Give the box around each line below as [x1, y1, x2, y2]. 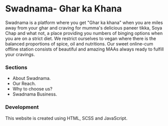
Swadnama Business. [12, 91, 57, 97]
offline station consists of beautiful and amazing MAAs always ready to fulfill [5, 46, 164, 52]
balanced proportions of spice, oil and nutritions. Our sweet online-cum [5, 40, 153, 46]
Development [5, 103, 39, 110]
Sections [5, 63, 28, 70]
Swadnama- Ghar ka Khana [5, 3, 122, 14]
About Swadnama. [12, 75, 51, 81]
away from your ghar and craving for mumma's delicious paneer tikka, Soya [5, 24, 162, 30]
